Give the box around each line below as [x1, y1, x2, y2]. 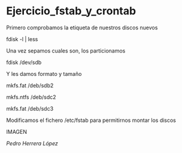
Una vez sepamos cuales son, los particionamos [6, 47, 126, 54]
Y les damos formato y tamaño [6, 70, 82, 77]
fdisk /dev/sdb [6, 59, 42, 66]
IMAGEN [6, 128, 27, 135]
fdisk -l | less [6, 35, 38, 42]
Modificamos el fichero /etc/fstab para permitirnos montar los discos [6, 117, 177, 124]
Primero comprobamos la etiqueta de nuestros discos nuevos [6, 24, 158, 31]
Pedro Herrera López [6, 139, 59, 147]
